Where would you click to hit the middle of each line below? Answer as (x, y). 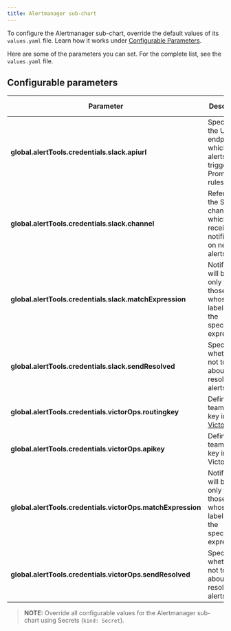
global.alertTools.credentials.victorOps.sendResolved (100, 575)
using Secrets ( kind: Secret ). (82, 621)
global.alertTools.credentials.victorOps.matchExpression (106, 508)
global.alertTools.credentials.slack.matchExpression (98, 299)
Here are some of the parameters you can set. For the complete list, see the (114, 54)
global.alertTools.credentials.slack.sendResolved (93, 367)
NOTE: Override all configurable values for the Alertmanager (110, 613)
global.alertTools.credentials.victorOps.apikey (88, 449)
